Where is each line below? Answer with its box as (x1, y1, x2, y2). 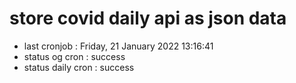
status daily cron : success (23, 61, 135, 73)
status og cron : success (23, 50, 126, 62)
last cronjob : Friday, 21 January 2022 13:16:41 (23, 40, 214, 52)
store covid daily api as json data (9, 7, 287, 30)
